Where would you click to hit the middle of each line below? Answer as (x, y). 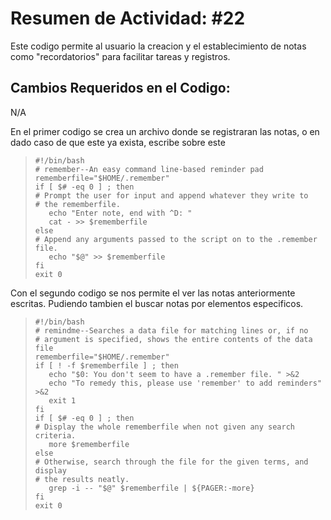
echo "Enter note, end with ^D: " (120, 213)
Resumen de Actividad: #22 (128, 18)
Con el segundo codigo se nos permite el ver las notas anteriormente (153, 293)
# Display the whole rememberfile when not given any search (165, 427)
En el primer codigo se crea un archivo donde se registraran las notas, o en (165, 131)
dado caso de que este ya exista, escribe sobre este (118, 142)
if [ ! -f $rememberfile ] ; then (106, 365)
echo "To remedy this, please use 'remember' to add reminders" (185, 383)
